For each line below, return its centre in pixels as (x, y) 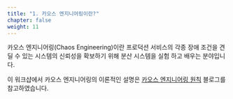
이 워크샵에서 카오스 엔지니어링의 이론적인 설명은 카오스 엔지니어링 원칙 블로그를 (116, 79)
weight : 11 (23, 26)
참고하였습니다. (28, 89)
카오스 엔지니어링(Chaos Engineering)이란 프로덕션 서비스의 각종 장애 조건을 (113, 47)
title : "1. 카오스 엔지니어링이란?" (53, 14)
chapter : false (29, 20)
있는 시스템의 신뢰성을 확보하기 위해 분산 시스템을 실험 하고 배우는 (112, 56)
